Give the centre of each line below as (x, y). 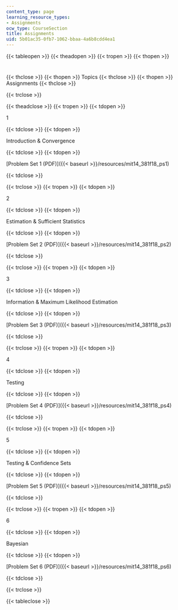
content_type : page (30, 12)
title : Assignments (30, 34)
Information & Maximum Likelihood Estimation (62, 302)
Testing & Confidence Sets (39, 463)
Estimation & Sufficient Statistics (46, 222)
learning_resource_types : (38, 17)
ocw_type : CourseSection (37, 28)
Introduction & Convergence (41, 141)
